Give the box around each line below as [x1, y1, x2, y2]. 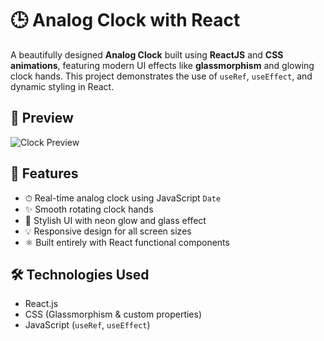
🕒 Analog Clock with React [10, 9, 241, 32]
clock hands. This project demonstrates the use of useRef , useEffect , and [10, 70, 313, 82]
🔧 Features [10, 165, 79, 182]
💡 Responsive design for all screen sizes [24, 225, 192, 237]
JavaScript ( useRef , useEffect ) [24, 319, 151, 331]
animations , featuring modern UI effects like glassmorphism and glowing [10, 59, 315, 71]
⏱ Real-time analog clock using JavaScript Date [24, 192, 222, 204]
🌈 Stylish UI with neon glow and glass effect [24, 214, 207, 226]
